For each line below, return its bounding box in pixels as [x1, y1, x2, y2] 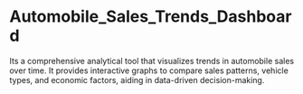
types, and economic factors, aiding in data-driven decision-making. [9, 74, 265, 85]
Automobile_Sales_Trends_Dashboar [9, 6, 292, 27]
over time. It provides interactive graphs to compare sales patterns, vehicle [9, 65, 289, 76]
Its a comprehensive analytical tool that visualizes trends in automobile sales [9, 55, 295, 66]
